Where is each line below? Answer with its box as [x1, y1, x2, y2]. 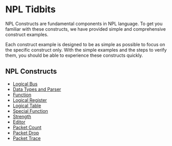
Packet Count [12, 124, 42, 130]
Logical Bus [12, 80, 38, 87]
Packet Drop [12, 130, 39, 136]
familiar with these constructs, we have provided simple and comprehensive [5, 26, 166, 32]
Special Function [12, 108, 49, 114]
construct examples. [5, 31, 49, 37]
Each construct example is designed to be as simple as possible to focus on [5, 41, 165, 47]
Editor [12, 119, 26, 125]
